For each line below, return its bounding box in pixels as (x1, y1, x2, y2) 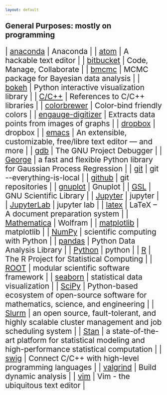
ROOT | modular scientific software (5, 263, 130, 273)
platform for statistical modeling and (16, 335, 146, 345)
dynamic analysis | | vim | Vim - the (5, 372, 131, 381)
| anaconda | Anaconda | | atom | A (5, 46, 129, 56)
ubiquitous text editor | (5, 381, 86, 390)
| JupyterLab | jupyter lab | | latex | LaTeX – (5, 200, 157, 210)
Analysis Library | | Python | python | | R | (5, 245, 151, 255)
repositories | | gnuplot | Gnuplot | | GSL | (5, 182, 151, 192)
